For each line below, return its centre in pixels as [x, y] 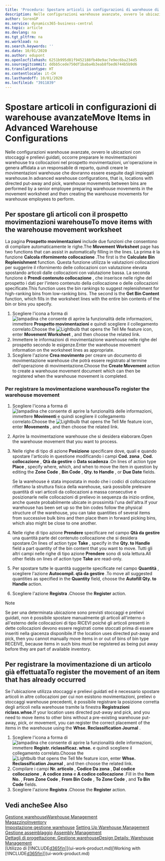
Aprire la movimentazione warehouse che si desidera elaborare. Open [82, 436]
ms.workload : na [22, 42]
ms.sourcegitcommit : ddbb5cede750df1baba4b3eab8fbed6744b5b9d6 [71, 64]
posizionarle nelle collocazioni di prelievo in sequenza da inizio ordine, [83, 497]
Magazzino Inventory [26, 822]
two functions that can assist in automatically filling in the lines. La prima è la [82, 252]
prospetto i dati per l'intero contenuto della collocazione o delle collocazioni [82, 283]
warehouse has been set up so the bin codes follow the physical [77, 507]
